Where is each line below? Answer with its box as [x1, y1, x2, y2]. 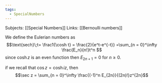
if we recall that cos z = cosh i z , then [5, 65, 79, 70]
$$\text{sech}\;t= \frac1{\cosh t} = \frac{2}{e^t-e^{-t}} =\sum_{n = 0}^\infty [6, 41, 157, 47]
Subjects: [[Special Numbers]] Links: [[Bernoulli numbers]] [5, 25, 123, 30]
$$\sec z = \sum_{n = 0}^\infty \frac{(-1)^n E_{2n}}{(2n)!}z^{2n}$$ [15, 72, 148, 78]
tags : [5, 7, 16, 12]
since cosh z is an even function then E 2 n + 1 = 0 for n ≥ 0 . [5, 54, 122, 61]
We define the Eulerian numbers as [5, 34, 75, 40]
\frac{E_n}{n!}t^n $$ [61, 47, 102, 53]
